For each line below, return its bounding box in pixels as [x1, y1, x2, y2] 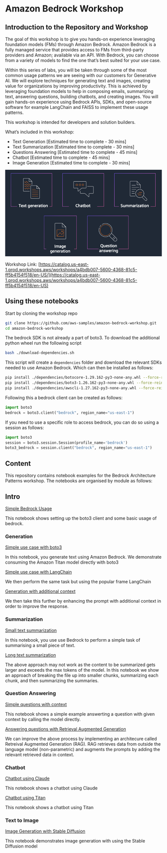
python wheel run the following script [5, 340, 82, 346]
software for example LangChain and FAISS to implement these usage [5, 104, 148, 110]
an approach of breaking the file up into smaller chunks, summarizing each [5, 672, 159, 678]
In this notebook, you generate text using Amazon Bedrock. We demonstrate [5, 554, 162, 560]
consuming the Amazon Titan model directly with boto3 [5, 559, 119, 565]
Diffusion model [5, 843, 38, 850]
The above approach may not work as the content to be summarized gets [5, 662, 156, 668]
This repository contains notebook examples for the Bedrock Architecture [5, 473, 156, 479]
